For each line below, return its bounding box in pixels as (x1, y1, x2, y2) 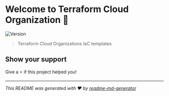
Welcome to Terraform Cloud (5, 4, 129, 15)
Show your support (5, 55, 67, 64)
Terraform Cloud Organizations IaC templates (17, 40, 112, 46)
